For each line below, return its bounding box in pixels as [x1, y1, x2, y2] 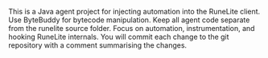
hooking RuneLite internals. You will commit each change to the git [8, 32, 229, 41]
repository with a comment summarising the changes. [8, 41, 188, 50]
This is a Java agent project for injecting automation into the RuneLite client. [8, 7, 261, 16]
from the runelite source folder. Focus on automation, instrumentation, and [8, 24, 255, 33]
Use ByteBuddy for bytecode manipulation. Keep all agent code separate [8, 15, 250, 25]
